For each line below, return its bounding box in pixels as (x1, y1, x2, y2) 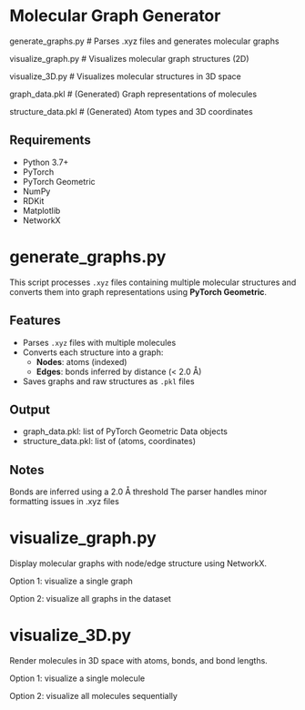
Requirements (9, 133, 91, 148)
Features (9, 313, 61, 329)
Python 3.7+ (22, 157, 69, 167)
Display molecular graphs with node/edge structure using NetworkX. (9, 558, 267, 569)
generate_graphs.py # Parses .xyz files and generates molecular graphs (9, 35, 280, 46)
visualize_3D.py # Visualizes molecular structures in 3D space (9, 70, 241, 82)
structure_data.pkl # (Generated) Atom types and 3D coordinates (9, 106, 253, 117)
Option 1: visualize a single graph (9, 575, 134, 587)
